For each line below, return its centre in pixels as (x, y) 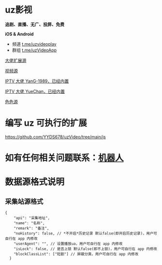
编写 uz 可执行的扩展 (46, 123)
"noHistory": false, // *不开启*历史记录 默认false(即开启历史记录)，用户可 (85, 233)
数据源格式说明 (35, 182)
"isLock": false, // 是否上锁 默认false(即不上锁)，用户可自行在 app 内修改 (85, 249)
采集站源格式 (24, 201)
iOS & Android (19, 34)
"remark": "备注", (31, 229)
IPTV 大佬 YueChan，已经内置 (35, 91)
